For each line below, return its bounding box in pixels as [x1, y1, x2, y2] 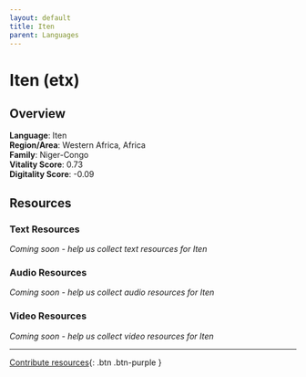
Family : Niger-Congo [9, 150, 89, 161]
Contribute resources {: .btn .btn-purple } [9, 357, 162, 368]
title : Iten [9, 22, 55, 31]
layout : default [9, 13, 71, 23]
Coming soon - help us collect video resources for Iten [9, 330, 214, 341]
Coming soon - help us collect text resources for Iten [9, 244, 208, 255]
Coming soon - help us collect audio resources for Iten [9, 287, 215, 298]
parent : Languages [9, 30, 79, 39]
